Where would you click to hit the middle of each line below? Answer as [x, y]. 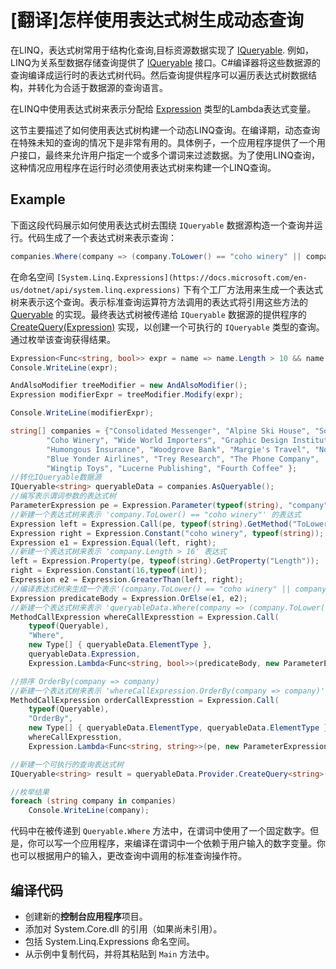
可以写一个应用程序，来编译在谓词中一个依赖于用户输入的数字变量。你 [181, 843]
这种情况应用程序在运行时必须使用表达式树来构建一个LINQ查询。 [143, 167]
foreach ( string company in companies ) [93, 801]
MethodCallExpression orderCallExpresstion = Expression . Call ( [145, 700]
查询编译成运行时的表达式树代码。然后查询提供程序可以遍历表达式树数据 [159, 75]
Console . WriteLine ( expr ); [64, 367]
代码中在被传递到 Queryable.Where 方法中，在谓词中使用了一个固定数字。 [160, 831]
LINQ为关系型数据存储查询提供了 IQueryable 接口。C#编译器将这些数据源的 [166, 62]
